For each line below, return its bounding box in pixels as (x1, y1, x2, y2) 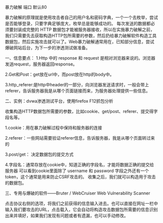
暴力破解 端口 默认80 (5, 4, 47, 10)
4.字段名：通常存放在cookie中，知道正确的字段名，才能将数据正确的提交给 (5, 162, 154, 167)
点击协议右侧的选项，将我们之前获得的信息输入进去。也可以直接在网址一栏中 (5, 201, 158, 206)
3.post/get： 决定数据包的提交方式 (5, 152, 74, 157)
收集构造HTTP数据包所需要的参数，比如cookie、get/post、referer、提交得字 (5, 109, 158, 114)
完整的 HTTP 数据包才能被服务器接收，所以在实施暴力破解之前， (26, 27, 155, 32)
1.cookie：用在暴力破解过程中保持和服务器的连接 (5, 125, 102, 130)
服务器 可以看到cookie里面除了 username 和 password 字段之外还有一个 (5, 168, 149, 174)
